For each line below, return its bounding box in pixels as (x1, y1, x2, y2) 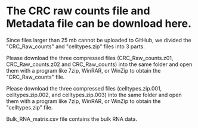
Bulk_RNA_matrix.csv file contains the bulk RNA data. (6, 115, 137, 123)
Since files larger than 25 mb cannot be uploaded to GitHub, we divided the (6, 36, 192, 43)
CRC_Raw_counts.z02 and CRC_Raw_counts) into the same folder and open (6, 61, 193, 68)
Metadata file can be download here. (6, 17, 192, 30)
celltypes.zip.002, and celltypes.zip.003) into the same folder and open (6, 91, 182, 98)
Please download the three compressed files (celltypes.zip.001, (6, 85, 162, 92)
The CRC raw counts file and (6, 4, 150, 18)
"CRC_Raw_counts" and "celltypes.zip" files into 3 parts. (6, 43, 145, 50)
